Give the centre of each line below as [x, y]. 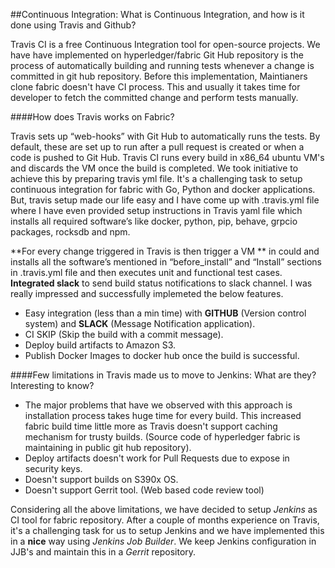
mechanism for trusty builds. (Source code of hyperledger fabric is [162, 437]
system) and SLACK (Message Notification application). [140, 323]
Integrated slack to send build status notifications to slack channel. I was [161, 283]
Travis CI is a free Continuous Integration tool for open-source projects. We [165, 44]
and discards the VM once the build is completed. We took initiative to [154, 168]
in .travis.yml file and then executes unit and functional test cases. [146, 272]
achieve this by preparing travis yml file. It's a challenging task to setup [156, 178]
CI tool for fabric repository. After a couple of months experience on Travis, [165, 520]
